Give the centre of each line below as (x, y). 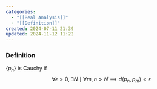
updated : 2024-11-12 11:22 (40, 34)
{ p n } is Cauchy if (26, 69)
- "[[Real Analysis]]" (40, 17)
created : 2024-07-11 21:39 (40, 29)
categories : (21, 12)
